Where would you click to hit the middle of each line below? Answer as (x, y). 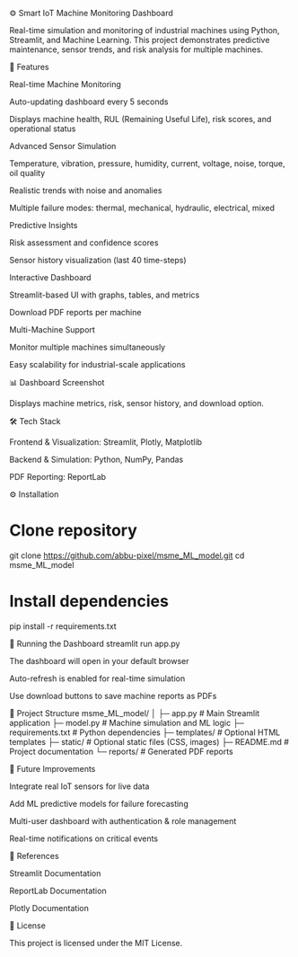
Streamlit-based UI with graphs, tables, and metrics (105, 295)
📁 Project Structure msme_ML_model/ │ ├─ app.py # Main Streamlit (135, 713)
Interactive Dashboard (50, 277)
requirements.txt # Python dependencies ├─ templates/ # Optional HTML (145, 732)
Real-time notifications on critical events (84, 838)
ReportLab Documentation (58, 891)
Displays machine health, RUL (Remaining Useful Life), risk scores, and (140, 119)
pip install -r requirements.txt (63, 626)
